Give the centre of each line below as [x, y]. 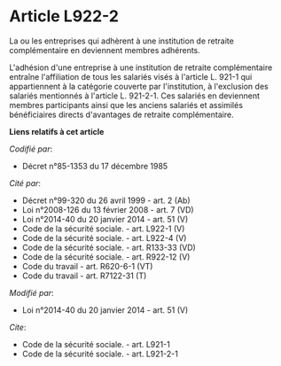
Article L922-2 [64, 16]
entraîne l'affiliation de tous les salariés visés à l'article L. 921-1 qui [131, 76]
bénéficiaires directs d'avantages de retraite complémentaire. [121, 114]
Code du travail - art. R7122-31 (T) [84, 276]
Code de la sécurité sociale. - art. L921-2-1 [100, 354]
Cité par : [25, 183]
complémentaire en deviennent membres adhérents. [105, 50]
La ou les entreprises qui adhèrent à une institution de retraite [122, 41]
